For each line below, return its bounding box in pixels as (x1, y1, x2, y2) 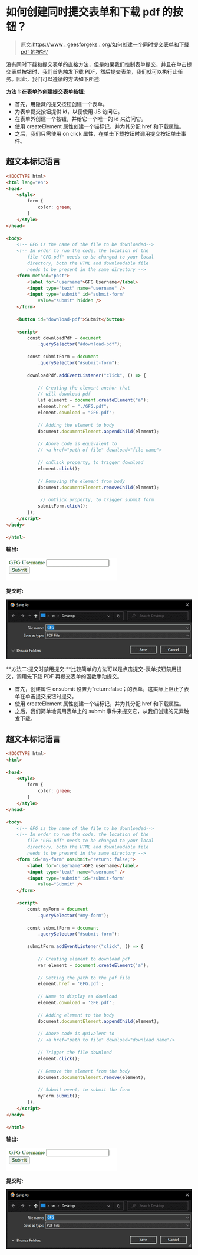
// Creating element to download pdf (37, 956, 131, 962)
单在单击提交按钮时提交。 (14, 693, 77, 700)
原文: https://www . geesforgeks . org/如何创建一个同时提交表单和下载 (20, 41, 190, 48)
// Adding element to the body (37, 1012, 115, 1018)
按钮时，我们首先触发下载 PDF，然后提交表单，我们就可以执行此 (21, 68, 178, 75)
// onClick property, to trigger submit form (40, 497, 154, 503)
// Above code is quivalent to (37, 1031, 115, 1037)
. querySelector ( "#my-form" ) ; (37, 913, 110, 919)
